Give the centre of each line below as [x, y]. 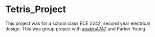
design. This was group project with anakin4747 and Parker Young [75, 28]
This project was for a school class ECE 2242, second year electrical [78, 23]
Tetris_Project [36, 9]
